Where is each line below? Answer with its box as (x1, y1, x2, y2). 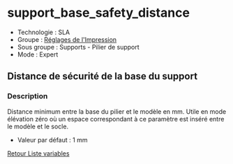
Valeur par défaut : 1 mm (17, 135, 88, 144)
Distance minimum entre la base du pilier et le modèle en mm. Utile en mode (7, 107, 227, 116)
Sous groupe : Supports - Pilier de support (17, 43, 140, 51)
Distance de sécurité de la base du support (7, 70, 197, 82)
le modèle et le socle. (7, 122, 68, 131)
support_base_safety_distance (7, 5, 190, 21)
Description (7, 91, 48, 101)
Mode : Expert (17, 50, 59, 59)
